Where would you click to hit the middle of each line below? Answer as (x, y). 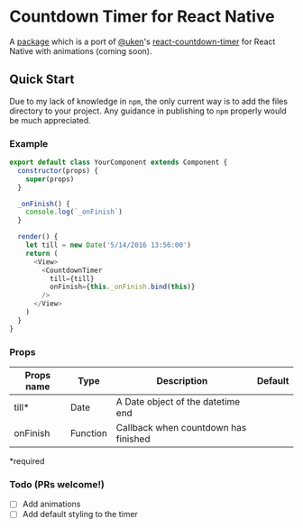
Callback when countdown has (181, 427)
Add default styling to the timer (80, 514)
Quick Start (42, 80)
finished (133, 439)
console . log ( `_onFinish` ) (74, 212)
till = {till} (72, 278)
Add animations (51, 504)
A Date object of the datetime (178, 401)
